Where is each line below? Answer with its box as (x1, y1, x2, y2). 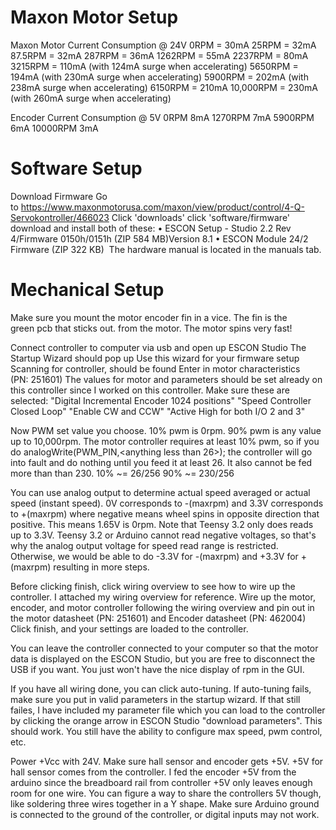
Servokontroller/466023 (10, 211, 110, 223)
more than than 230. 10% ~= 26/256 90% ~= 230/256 (10, 467, 235, 479)
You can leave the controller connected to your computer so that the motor (10, 642, 319, 654)
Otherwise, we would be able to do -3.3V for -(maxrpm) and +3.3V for (10, 550, 299, 562)
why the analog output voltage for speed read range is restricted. (10, 539, 279, 551)
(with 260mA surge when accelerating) (10, 92, 172, 104)
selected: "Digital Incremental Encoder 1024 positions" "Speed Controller (10, 394, 312, 406)
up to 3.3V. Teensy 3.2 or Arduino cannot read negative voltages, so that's (10, 529, 317, 541)
